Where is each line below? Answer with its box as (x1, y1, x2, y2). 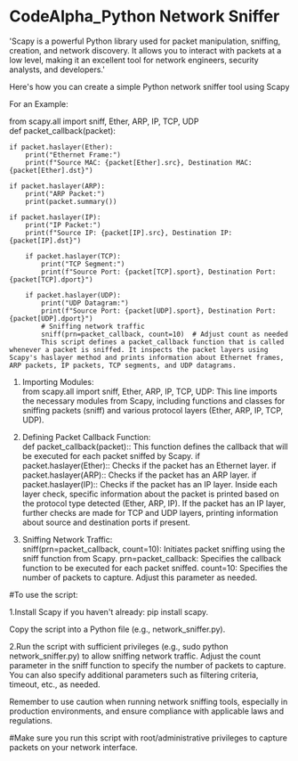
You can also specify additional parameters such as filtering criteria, (9, 669, 259, 680)
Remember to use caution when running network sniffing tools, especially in (9, 696, 288, 707)
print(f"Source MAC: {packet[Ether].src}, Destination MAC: (25, 158, 253, 167)
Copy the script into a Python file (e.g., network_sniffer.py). (9, 624, 226, 634)
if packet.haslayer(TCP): (25, 251, 122, 260)
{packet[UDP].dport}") (9, 314, 93, 323)
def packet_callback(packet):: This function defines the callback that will (21, 441, 288, 452)
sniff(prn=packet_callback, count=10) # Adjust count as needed (41, 330, 289, 339)
